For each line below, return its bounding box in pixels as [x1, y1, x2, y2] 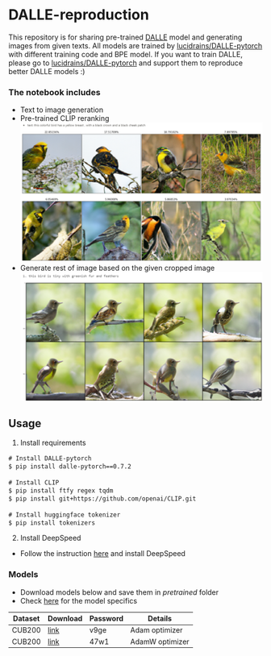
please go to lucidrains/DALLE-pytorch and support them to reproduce [8, 58, 244, 68]
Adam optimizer [130, 625, 183, 635]
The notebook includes [8, 86, 101, 98]
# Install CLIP [8, 479, 60, 487]
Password [89, 614, 123, 624]
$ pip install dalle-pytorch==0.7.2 [8, 463, 131, 471]
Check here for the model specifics [19, 596, 138, 605]
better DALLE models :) [8, 66, 85, 76]
